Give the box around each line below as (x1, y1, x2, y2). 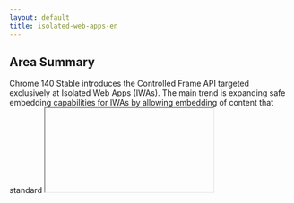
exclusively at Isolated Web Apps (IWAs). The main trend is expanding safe (9, 88, 286, 98)
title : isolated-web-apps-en (9, 21, 118, 30)
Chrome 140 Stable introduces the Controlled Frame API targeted (9, 78, 249, 89)
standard (9, 185, 43, 196)
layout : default (9, 13, 70, 22)
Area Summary (9, 55, 96, 70)
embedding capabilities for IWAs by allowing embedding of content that (9, 97, 274, 108)
